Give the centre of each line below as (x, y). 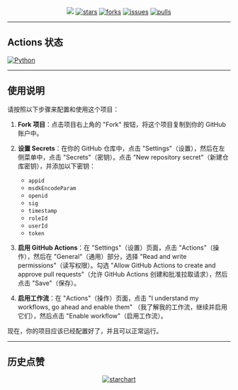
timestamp (43, 211)
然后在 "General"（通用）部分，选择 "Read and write (110, 256)
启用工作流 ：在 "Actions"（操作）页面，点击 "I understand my (108, 298)
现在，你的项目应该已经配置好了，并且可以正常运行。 (85, 330)
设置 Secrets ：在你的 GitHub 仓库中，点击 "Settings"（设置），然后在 (118, 148)
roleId (38, 218)
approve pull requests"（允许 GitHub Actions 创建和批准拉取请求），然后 (123, 274)
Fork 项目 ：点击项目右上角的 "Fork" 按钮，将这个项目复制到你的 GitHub (122, 124)
